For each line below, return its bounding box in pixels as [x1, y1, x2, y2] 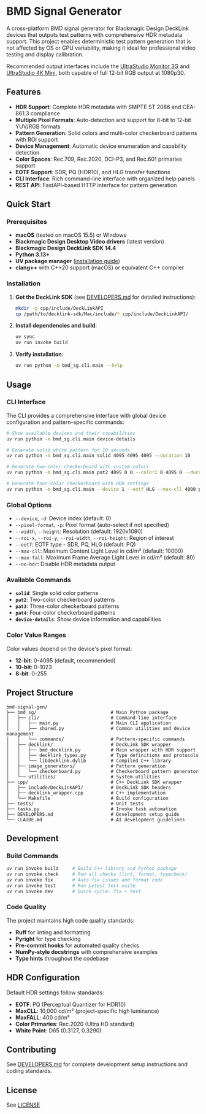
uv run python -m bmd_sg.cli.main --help [15, 363, 123, 369]
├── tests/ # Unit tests [6, 801, 144, 807]
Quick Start [6, 199, 51, 210]
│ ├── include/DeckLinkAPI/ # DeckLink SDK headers [6, 784, 172, 791]
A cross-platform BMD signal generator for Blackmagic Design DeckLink [6, 25, 189, 32]
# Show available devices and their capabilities [6, 430, 136, 436]
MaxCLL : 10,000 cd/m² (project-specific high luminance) [15, 1007, 159, 1015]
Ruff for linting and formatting [15, 928, 91, 936]
